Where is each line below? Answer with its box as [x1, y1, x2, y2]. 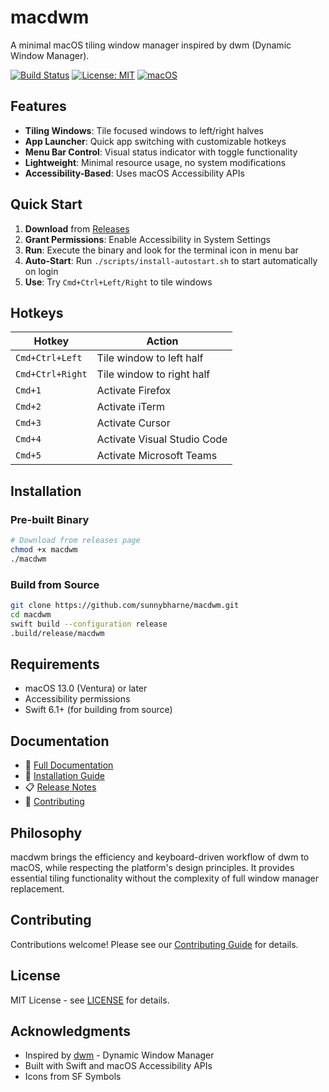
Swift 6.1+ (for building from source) [24, 704, 173, 716]
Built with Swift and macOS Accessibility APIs [24, 1060, 213, 1072]
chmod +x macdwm [10, 544, 78, 555]
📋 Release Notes [24, 781, 97, 793]
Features [10, 98, 67, 115]
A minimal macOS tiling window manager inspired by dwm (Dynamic [10, 39, 292, 51]
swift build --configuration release [10, 619, 168, 629]
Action [146, 334, 179, 348]
